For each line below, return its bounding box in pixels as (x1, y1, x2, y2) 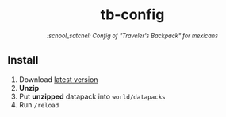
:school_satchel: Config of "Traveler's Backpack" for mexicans (46, 32, 219, 40)
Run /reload (18, 99, 59, 109)
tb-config (100, 6, 165, 24)
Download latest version (18, 74, 98, 84)
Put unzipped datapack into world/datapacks (18, 92, 166, 101)
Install (7, 53, 39, 67)
